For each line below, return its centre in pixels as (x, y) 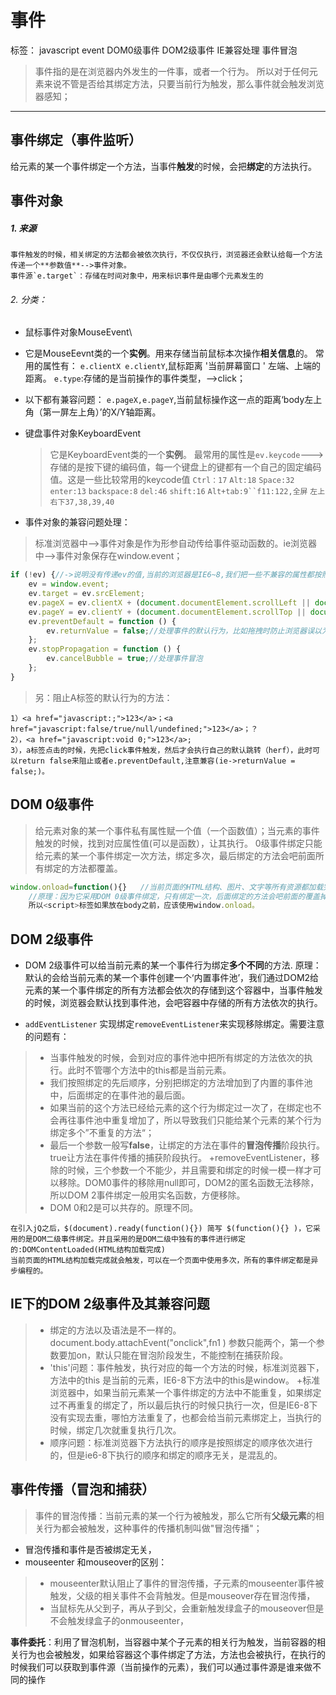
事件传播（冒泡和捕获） (82, 1489)
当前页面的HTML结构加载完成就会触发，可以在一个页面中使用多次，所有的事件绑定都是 (161, 1261)
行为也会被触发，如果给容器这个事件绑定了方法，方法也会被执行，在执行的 (172, 1654)
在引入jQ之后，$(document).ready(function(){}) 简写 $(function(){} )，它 (162, 1229)
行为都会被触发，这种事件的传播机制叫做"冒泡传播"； (153, 1528)
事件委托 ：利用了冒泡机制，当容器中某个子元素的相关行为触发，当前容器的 (163, 1642)
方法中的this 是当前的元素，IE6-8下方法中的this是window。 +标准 (185, 1380)
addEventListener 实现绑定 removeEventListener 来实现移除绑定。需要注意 (174, 1024)
